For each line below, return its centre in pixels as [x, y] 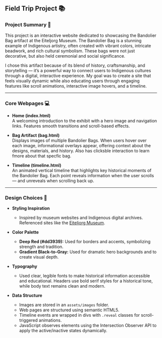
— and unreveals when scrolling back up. [53, 181]
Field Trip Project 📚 [35, 8]
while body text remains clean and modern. [62, 286]
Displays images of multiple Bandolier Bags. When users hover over [79, 140]
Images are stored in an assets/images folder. [64, 305]
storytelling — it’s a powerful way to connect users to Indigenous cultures [78, 70]
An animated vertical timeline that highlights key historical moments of [82, 170]
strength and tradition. [41, 247]
